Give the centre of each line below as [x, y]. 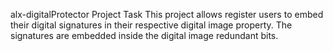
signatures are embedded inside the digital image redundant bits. [144, 35]
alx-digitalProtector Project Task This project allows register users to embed [167, 14]
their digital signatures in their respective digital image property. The [151, 25]
